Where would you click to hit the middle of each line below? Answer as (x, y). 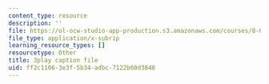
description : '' (35, 23)
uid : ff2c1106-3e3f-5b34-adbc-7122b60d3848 (82, 68)
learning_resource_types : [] (57, 46)
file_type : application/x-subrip (64, 38)
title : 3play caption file (53, 61)
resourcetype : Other (43, 53)
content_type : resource (48, 16)
